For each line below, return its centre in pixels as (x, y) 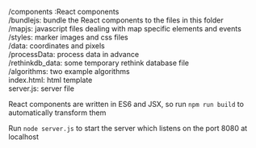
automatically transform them (57, 113)
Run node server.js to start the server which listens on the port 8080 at (128, 128)
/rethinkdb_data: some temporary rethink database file (99, 63)
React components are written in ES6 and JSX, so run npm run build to (126, 104)
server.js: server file (42, 88)
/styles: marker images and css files (68, 37)
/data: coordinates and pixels (57, 46)
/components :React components (64, 12)
